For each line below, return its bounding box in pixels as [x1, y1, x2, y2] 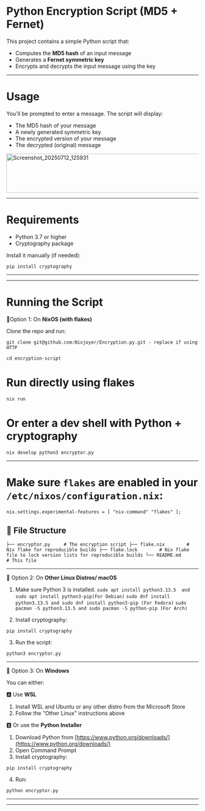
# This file [6, 557, 37, 564]
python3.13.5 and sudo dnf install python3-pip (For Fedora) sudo [15, 600, 187, 606]
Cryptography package [15, 240, 74, 247]
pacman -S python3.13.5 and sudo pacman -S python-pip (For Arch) [15, 605, 188, 612]
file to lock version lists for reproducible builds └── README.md [6, 553, 182, 559]
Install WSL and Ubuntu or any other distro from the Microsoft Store [15, 703, 185, 711]
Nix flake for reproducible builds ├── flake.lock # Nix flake [6, 547, 190, 553]
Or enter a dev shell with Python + [6, 416, 182, 430]
